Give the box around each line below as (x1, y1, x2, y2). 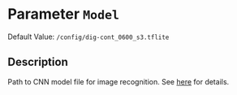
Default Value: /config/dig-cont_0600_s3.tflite (7, 32, 170, 41)
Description (7, 55, 68, 69)
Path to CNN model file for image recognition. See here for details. (7, 76, 230, 86)
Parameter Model (7, 5, 119, 24)
